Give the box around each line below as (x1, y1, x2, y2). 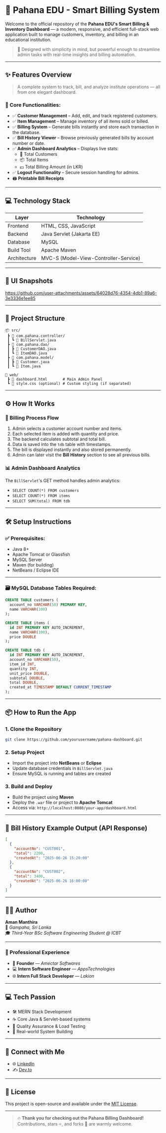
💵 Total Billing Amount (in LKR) (19, 164, 83, 170)
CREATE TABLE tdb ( (5, 648, 45, 653)
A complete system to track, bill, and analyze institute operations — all (17, 84, 161, 90)
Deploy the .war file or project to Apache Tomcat (12, 800, 113, 806)
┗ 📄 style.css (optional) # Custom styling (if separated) (7, 381, 132, 386)
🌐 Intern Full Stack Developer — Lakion (12, 973, 95, 979)
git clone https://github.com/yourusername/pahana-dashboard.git (5, 737, 142, 742)
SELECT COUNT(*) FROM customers (12, 488, 79, 493)
